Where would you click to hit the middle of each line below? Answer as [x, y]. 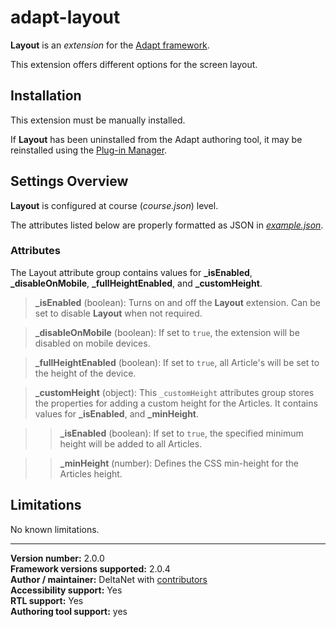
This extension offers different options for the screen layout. [134, 64]
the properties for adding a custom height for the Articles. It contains [176, 403]
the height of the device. [85, 373]
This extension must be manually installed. [98, 120]
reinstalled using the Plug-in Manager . [89, 150]
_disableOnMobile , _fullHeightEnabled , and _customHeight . [136, 283]
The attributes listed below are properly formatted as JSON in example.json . [167, 225]
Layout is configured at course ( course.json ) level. [114, 205]
